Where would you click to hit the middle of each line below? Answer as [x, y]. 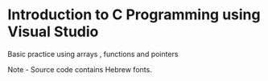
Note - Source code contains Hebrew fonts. [80, 69]
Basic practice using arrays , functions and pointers [93, 54]
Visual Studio [53, 32]
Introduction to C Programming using [134, 15]
